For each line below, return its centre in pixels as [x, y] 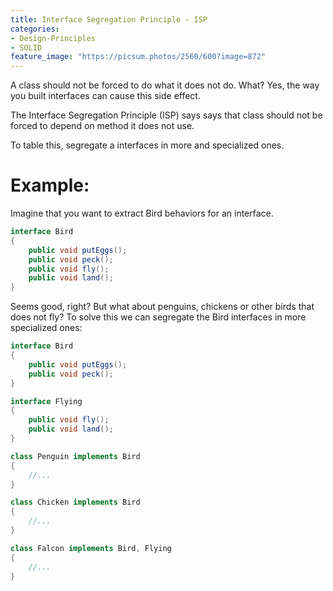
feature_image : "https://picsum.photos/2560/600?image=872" [138, 57]
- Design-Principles [53, 38]
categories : [35, 29]
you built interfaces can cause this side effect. [105, 96]
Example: [50, 185]
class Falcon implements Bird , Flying [91, 548]
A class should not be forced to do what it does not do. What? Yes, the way [165, 85]
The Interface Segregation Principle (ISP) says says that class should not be [166, 115]
